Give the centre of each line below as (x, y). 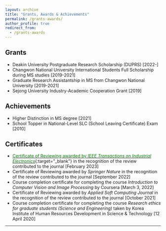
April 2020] (24, 219)
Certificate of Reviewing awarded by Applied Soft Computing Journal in (85, 192)
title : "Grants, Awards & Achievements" (47, 14)
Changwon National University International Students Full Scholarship (83, 70)
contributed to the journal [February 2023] (55, 166)
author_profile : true (27, 23)
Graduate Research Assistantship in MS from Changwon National (78, 80)
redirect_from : (21, 28)
